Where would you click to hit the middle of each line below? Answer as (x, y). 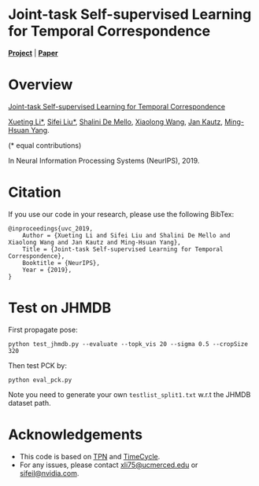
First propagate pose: (43, 330)
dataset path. (30, 403)
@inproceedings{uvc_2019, (50, 228)
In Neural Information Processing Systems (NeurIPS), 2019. (104, 160)
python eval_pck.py (40, 380)
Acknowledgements (76, 434)
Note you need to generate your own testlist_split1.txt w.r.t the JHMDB (129, 394)
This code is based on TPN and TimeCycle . (90, 456)
